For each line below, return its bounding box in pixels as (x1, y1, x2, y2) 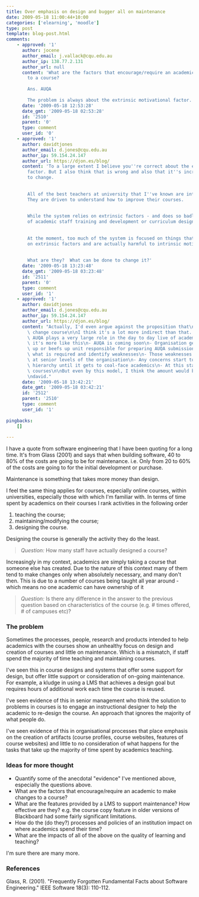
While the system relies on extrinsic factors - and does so (27, 213, 182, 219)
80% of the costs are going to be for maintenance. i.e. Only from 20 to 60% (6, 458, 191, 465)
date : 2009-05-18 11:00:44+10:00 (6, 14, 89, 20)
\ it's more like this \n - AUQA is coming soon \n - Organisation (27, 340, 187, 347)
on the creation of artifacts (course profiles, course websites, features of (6, 734, 184, 741)
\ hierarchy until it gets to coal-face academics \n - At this (27, 362, 184, 369)
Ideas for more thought (6, 761, 74, 770)
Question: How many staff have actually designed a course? (20, 547, 168, 554)
